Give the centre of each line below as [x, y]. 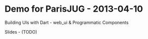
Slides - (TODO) [21, 32]
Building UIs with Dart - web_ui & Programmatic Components [67, 22]
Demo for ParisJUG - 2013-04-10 [74, 9]
